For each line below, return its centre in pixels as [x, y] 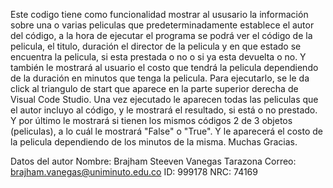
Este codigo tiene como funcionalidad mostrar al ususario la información [159, 14]
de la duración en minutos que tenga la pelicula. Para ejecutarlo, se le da [160, 78]
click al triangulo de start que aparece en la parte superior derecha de [154, 88]
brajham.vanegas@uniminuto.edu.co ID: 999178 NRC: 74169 [134, 172]
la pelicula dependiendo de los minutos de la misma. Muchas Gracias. [154, 142]
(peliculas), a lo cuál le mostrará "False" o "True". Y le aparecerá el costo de [166, 131]
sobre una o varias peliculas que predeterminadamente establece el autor [162, 25]
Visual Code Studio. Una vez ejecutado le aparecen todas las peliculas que [164, 99]
